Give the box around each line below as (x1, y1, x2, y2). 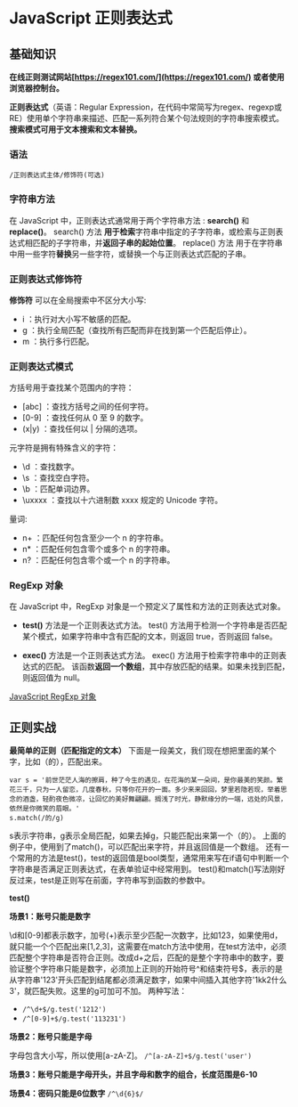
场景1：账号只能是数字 (9, 911, 92, 922)
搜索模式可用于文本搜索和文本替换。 (9, 124, 142, 134)
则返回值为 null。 (21, 672, 85, 683)
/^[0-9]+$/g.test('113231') (21, 1014, 126, 1024)
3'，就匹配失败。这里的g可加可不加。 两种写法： (9, 986, 188, 997)
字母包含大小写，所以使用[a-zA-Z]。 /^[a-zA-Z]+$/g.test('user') (9, 1050, 252, 1061)
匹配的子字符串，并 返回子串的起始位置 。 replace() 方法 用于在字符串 (32, 237, 283, 248)
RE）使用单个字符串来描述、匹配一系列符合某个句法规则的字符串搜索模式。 (9, 113, 285, 123)
